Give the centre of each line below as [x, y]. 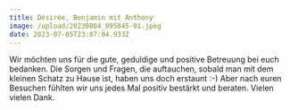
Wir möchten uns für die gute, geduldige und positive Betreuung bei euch [144, 60]
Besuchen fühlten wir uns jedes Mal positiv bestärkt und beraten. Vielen [141, 88]
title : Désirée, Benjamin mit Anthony [81, 17]
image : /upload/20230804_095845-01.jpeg [86, 26]
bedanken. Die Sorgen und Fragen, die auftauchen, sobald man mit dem [141, 69]
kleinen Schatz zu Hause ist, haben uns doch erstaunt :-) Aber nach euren [145, 79]
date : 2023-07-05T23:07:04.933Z [69, 34]
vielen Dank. [32, 97]
